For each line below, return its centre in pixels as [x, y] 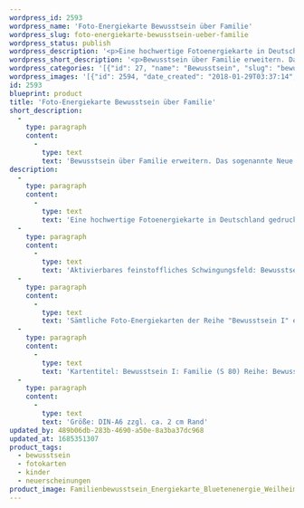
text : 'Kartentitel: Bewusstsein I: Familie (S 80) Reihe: [156, 371]
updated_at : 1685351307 [54, 439]
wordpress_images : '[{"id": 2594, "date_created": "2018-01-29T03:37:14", [153, 77]
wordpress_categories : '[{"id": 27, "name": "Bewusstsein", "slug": [141, 69]
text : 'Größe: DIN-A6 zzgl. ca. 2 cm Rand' [125, 422]
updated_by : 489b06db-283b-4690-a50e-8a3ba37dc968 [107, 430]
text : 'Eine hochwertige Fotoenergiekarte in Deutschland [153, 220]
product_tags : [36, 447]
